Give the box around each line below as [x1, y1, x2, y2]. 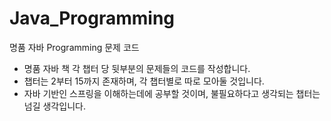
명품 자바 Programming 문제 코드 [9, 41, 140, 53]
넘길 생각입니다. [23, 100, 86, 112]
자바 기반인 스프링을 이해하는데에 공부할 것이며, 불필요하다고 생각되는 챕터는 [23, 87, 321, 99]
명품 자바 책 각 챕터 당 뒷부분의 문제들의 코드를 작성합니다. [23, 62, 251, 74]
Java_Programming [9, 7, 176, 30]
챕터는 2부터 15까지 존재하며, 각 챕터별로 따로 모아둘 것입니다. [23, 75, 265, 87]
